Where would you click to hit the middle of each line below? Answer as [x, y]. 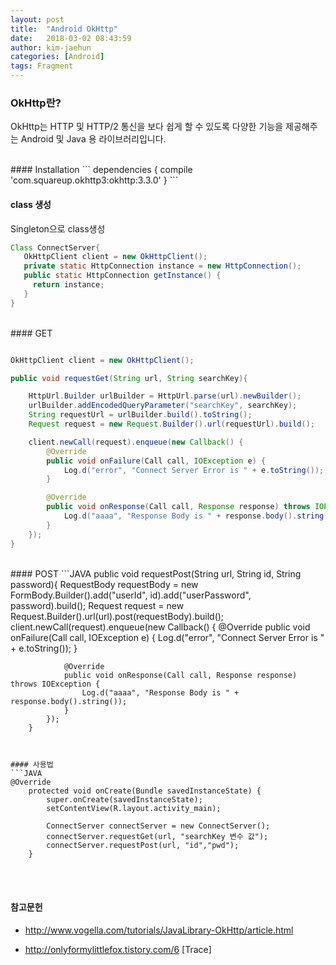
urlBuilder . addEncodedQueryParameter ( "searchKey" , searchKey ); [163, 406]
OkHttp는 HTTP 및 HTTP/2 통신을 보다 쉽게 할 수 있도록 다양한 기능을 [147, 127]
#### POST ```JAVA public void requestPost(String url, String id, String [156, 573]
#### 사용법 [32, 764]
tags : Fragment [42, 66]
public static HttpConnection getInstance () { [122, 276]
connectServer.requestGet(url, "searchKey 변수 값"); [157, 836]
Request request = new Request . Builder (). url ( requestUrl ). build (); [171, 424]
